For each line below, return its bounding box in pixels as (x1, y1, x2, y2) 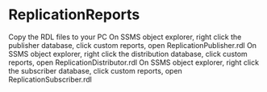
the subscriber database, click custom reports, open (8, 66, 183, 75)
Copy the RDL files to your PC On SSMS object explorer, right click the (8, 32, 242, 42)
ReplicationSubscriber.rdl (8, 74, 93, 84)
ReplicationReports (8, 6, 140, 24)
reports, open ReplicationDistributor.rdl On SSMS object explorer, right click (8, 58, 260, 67)
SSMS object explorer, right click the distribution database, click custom (8, 49, 248, 58)
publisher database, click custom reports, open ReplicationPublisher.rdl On (8, 40, 257, 50)
